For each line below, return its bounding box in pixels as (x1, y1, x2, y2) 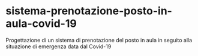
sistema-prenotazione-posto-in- (5, 4, 172, 18)
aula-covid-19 (5, 17, 77, 30)
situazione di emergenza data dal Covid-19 (5, 43, 112, 50)
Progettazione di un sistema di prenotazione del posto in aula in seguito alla (5, 36, 193, 43)
